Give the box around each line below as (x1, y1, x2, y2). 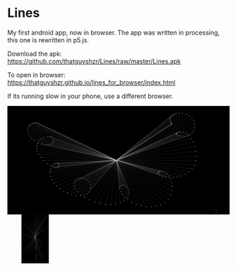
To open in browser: (7, 71, 66, 79)
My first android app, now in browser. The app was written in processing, (7, 28, 220, 37)
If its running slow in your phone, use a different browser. (7, 92, 174, 100)
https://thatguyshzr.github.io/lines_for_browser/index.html (7, 78, 176, 86)
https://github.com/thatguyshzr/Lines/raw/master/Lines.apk (7, 56, 181, 65)
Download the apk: (7, 49, 62, 58)
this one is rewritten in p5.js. (7, 35, 90, 44)
